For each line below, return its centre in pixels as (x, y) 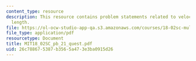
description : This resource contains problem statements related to (91, 17)
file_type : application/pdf (40, 33)
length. (21, 22)
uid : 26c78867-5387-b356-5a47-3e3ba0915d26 (60, 49)
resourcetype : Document (35, 38)
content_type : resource (35, 11)
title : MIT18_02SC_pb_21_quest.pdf (49, 44)
